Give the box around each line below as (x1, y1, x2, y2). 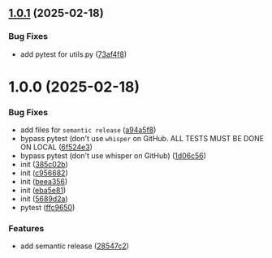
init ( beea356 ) (19, 177, 68, 187)
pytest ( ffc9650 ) (19, 203, 76, 213)
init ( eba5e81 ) (19, 186, 67, 196)
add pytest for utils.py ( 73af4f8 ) (19, 49, 127, 59)
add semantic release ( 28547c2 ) (19, 241, 130, 251)
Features (8, 223, 45, 234)
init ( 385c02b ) (19, 160, 68, 170)
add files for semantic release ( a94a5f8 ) (19, 125, 157, 135)
